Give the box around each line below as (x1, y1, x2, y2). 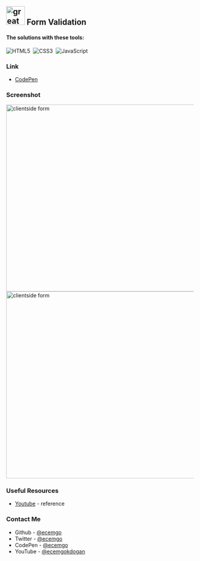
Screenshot (6, 90, 40, 99)
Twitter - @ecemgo (14, 535, 62, 542)
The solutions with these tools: (6, 33, 85, 41)
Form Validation (26, 17, 87, 28)
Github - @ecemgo (14, 529, 62, 536)
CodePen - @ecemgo (14, 541, 68, 548)
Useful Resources (6, 487, 59, 495)
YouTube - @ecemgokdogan (14, 548, 85, 555)
